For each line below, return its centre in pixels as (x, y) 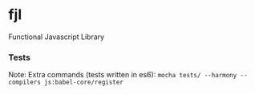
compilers (25, 82)
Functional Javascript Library (57, 37)
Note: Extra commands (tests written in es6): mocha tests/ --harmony (123, 75)
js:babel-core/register (84, 82)
